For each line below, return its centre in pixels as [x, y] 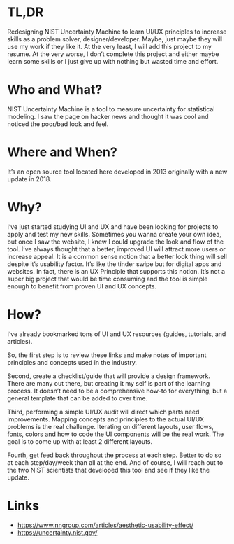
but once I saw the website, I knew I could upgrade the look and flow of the [116, 242]
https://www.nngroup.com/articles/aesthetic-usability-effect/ [105, 525]
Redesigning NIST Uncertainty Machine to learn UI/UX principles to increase [117, 32]
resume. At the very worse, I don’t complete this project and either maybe [113, 54]
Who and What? [55, 90]
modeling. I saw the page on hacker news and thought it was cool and [108, 116]
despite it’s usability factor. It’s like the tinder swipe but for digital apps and [115, 264]
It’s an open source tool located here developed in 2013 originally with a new [117, 172]
